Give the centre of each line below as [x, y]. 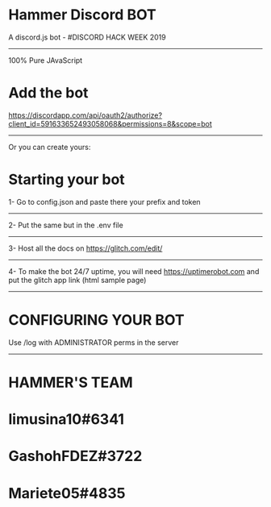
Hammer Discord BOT [83, 15]
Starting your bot [67, 180]
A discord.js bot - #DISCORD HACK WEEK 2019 [88, 37]
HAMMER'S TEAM [71, 382]
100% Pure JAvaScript [46, 60]
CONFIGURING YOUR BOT [96, 320]
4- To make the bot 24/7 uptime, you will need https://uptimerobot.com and [134, 271]
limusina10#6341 [67, 420]
